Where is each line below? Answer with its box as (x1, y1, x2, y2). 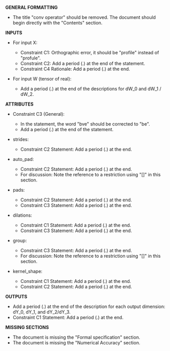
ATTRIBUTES (5, 101, 34, 107)
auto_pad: (12, 156, 34, 162)
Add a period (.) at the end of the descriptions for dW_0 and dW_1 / (20, 86, 161, 92)
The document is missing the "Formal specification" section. (12, 334, 140, 340)
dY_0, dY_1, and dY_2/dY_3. (12, 309, 71, 315)
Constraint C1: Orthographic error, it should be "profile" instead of (20, 50, 159, 55)
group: (12, 238, 27, 243)
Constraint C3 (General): (12, 111, 65, 117)
